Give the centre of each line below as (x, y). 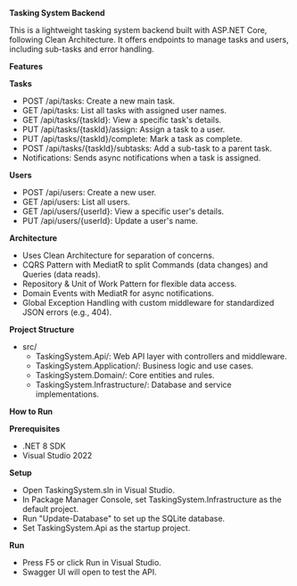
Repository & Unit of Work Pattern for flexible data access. (129, 284)
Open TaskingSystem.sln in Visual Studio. (99, 490)
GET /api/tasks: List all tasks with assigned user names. (124, 110)
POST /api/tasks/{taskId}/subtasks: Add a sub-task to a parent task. (147, 148)
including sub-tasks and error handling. (82, 49)
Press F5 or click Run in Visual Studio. (92, 562)
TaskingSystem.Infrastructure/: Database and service (133, 384)
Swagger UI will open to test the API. (90, 572)
